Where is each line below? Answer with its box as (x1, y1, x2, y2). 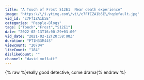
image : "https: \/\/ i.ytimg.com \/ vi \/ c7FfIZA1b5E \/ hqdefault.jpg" (5, 12, 140, 16)
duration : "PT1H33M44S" (5, 39, 53, 43)
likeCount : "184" (5, 47, 40, 52)
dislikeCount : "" (5, 52, 40, 57)
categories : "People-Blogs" (5, 20, 62, 26)
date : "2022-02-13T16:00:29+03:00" (5, 29, 77, 34)
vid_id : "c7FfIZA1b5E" (5, 16, 51, 21)
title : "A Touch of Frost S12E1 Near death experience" (5, 7, 123, 12)
